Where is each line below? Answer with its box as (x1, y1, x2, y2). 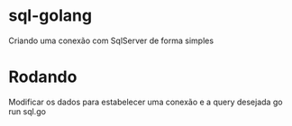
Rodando (8, 67, 78, 87)
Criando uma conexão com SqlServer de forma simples (8, 35, 214, 46)
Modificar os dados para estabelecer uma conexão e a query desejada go (8, 96, 283, 107)
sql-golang (8, 5, 92, 26)
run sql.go (8, 105, 47, 117)
